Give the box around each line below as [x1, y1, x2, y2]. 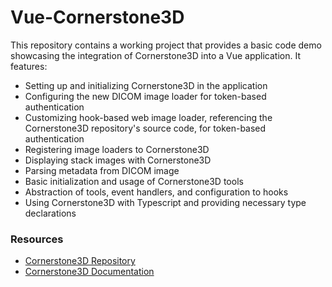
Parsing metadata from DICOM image [24, 164, 180, 176]
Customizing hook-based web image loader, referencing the [24, 111, 273, 123]
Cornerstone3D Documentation [24, 266, 155, 278]
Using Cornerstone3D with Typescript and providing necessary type [24, 196, 307, 208]
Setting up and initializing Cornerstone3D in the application [24, 79, 268, 91]
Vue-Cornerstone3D [10, 6, 185, 29]
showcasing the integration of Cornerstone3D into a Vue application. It [10, 49, 301, 61]
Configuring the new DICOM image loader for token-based [24, 90, 267, 102]
